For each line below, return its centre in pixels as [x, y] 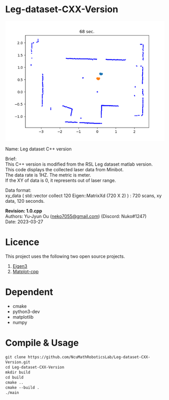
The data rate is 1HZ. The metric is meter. [48, 175]
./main [12, 392]
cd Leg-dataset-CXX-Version [35, 367]
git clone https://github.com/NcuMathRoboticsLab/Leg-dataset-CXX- [78, 357]
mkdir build [18, 372]
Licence [22, 242]
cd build [14, 377]
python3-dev [26, 312]
